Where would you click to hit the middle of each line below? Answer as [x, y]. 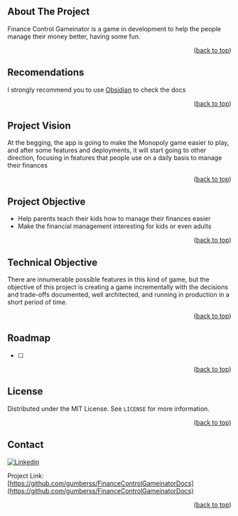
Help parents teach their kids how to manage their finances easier [114, 219]
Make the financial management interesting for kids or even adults [114, 226]
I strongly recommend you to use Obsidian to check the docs [97, 90]
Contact [26, 445]
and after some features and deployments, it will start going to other [107, 150]
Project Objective [47, 201]
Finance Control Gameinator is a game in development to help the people [114, 28]
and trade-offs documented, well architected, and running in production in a [118, 295]
